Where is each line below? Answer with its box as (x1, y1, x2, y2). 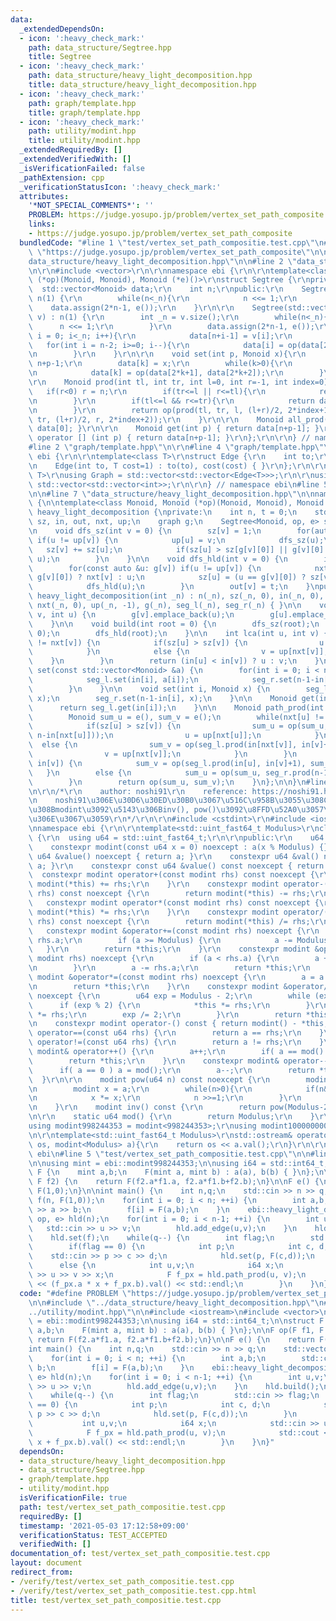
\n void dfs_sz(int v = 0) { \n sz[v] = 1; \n (28, 526, 262, 536)
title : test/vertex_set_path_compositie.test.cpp (10, 1595, 222, 1605)
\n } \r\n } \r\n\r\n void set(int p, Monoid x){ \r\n (28, 349, 307, 360)
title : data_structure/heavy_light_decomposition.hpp (28, 80, 257, 90)
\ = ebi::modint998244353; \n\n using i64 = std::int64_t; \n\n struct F (28, 1316, 325, 1326)
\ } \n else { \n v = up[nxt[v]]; (28, 647, 329, 657)
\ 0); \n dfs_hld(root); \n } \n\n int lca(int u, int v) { (28, 628, 329, 638)
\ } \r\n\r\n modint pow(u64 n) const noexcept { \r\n (28, 1074, 271, 1085)
